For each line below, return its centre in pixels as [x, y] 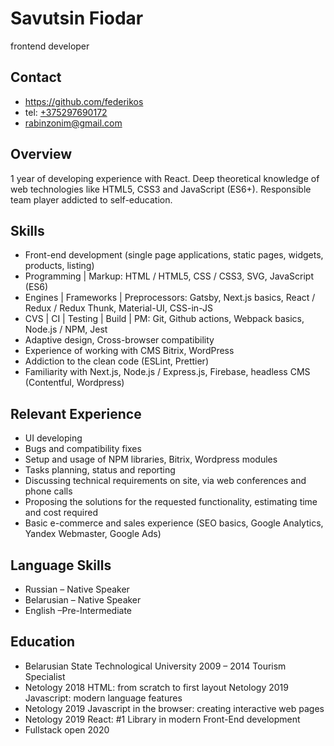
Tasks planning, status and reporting [100, 470]
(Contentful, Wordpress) [74, 383]
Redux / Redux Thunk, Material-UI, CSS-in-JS [118, 308]
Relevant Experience [76, 413]
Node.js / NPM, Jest [66, 329]
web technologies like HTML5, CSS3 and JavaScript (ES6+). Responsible [161, 189]
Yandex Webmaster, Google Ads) [93, 534]
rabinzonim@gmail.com [73, 123]
